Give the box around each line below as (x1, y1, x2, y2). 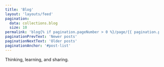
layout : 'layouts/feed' (5, 12, 54, 17)
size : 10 (9, 25, 27, 30)
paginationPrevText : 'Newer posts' (5, 34, 78, 39)
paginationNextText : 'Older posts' (5, 39, 78, 44)
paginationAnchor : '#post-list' (5, 43, 71, 48)
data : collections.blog (9, 20, 58, 26)
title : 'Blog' (5, 7, 34, 12)
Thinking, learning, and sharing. (5, 56, 69, 62)
